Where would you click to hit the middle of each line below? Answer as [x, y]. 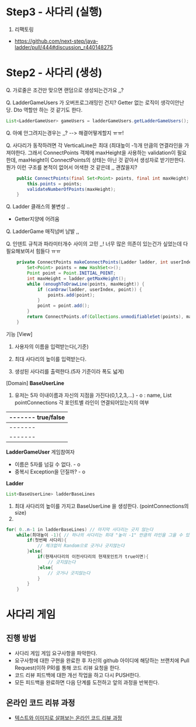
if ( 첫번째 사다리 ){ [47, 540]
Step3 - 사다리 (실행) [54, 12]
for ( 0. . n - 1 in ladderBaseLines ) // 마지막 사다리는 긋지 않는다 [80, 529]
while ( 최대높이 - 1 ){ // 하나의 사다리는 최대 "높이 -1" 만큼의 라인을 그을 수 [100, 535]
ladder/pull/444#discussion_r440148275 [64, 47]
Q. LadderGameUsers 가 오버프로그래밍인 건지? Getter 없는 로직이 [83, 102]
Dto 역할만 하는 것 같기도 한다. [48, 109]
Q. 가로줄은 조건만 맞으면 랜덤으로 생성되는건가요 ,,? [65, 90]
